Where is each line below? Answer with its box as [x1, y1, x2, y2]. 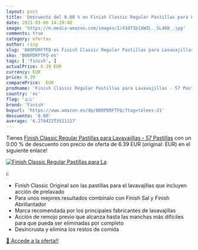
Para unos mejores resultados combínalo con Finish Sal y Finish [14, 195, 170, 202]
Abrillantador [14, 201, 47, 208]
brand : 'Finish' [6, 101, 46, 108]
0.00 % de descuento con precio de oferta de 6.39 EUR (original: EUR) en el [6, 141, 190, 148]
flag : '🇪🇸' [6, 96, 35, 102]
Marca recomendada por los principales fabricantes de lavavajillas [14, 207, 176, 214]
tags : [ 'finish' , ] [6, 58, 57, 64]
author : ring [6, 42, 38, 48]
